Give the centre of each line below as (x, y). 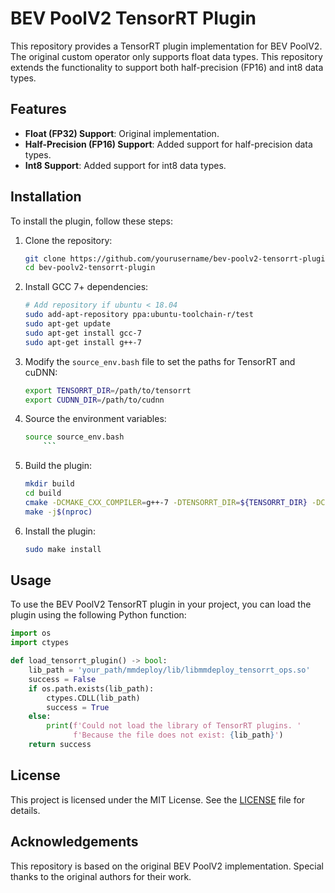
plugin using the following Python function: (98, 615)
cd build (43, 493)
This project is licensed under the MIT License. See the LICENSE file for (158, 799)
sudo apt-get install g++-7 (83, 342)
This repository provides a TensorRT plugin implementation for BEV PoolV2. (166, 46)
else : (40, 717)
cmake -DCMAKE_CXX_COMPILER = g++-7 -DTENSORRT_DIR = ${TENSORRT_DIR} (166, 502)
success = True (78, 707)
